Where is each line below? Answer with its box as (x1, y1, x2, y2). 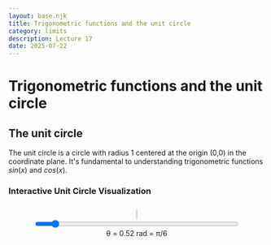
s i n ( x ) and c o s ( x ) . (8, 165, 68, 175)
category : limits (8, 27, 68, 35)
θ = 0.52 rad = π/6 (106, 229, 168, 239)
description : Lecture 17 (8, 34, 93, 43)
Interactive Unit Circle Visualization (8, 186, 152, 197)
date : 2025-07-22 (8, 42, 68, 50)
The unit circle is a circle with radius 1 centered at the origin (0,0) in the (8, 148, 247, 158)
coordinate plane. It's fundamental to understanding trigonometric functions (8, 157, 264, 166)
